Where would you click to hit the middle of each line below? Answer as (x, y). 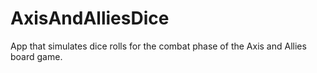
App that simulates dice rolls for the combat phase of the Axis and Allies (158, 46)
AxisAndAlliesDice (90, 18)
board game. (36, 56)
